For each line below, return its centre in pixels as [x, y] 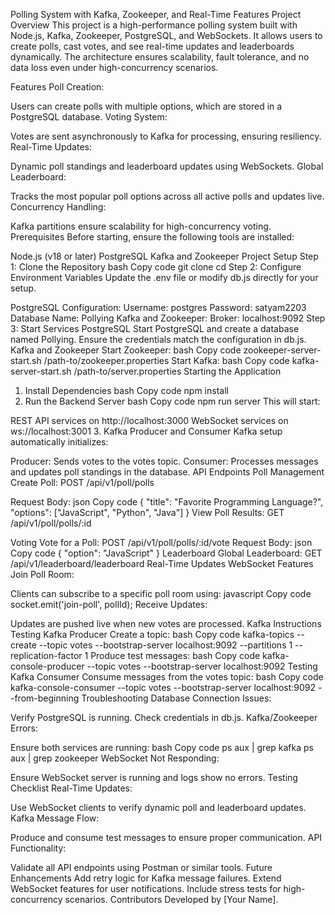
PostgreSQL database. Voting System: [89, 117]
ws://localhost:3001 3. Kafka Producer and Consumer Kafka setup [146, 431]
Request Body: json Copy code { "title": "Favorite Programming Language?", [167, 502]
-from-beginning [45, 698]
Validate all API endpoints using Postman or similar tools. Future [141, 867]
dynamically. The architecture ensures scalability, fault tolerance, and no [160, 57]
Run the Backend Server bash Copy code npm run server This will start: [172, 401]
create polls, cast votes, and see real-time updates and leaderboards [152, 46]
